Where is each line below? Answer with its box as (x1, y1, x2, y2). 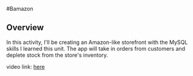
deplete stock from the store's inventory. (6, 51, 108, 59)
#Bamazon (6, 5, 33, 12)
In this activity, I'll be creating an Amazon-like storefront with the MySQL (6, 39, 188, 46)
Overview (6, 22, 44, 33)
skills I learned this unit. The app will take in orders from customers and (6, 45, 186, 52)
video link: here (6, 63, 45, 70)
